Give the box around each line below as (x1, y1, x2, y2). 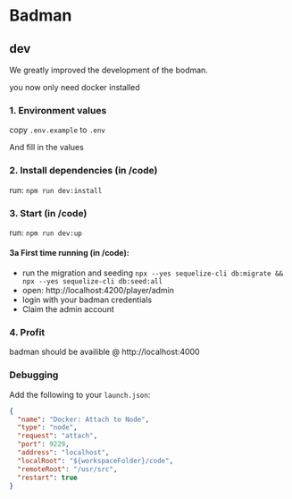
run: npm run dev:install (9, 184, 103, 195)
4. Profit (9, 326, 46, 339)
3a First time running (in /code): (9, 248, 129, 258)
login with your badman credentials (21, 294, 153, 305)
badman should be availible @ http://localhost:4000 (9, 346, 200, 358)
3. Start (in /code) (9, 207, 88, 219)
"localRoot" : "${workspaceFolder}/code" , (17, 456, 174, 465)
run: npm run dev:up (9, 227, 83, 238)
